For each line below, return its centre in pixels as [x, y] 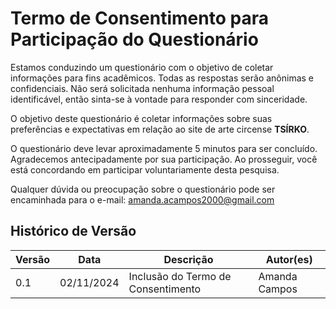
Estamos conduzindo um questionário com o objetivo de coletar [142, 67]
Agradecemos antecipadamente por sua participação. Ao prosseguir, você [164, 159]
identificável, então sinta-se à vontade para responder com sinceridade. [159, 99]
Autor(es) [289, 259]
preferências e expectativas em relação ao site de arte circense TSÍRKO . [160, 129]
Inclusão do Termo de [180, 276]
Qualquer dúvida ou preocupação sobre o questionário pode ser [143, 189]
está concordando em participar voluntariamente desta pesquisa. [145, 169]
